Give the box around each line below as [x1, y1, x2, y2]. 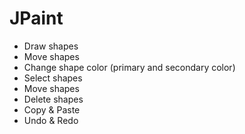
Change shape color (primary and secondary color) [23, 61, 236, 73]
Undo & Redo [23, 114, 79, 126]
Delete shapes [23, 93, 84, 105]
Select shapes [23, 72, 83, 84]
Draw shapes [23, 40, 79, 52]
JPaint [9, 7, 64, 30]
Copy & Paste [23, 103, 81, 116]
